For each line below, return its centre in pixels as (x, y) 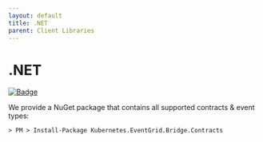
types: (19, 116)
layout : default (35, 16)
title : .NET (28, 23)
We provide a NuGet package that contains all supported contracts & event (131, 108)
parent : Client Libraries (51, 30)
